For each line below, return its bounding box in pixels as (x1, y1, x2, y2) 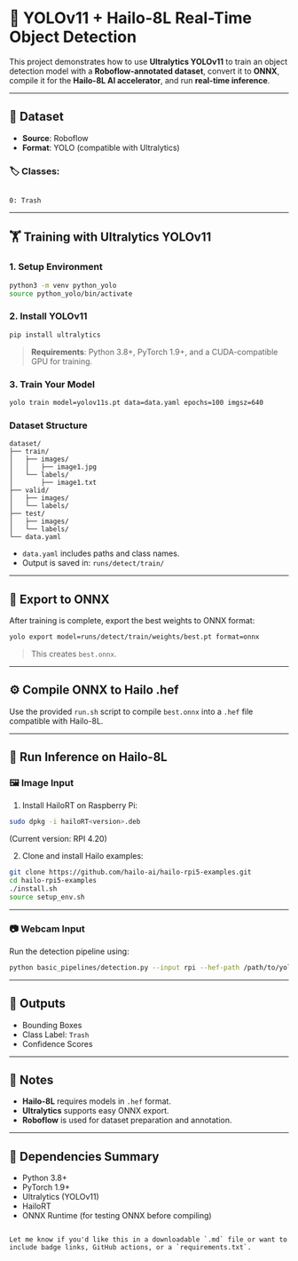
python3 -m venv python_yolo (9, 281, 117, 289)
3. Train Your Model (9, 377, 96, 390)
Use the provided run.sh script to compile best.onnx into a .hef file (9, 706, 254, 717)
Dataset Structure (9, 419, 89, 432)
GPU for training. (30, 355, 93, 367)
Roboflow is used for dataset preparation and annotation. (21, 1114, 232, 1126)
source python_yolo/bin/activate (9, 289, 133, 298)
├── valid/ (9, 486, 50, 496)
